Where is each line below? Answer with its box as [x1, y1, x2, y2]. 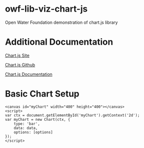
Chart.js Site [5, 52, 30, 58]
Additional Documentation [5, 36, 113, 48]
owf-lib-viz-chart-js [5, 3, 88, 15]
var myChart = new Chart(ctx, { [5, 117, 70, 122]
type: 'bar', [14, 121, 40, 126]
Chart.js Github [5, 62, 35, 67]
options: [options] [14, 130, 53, 134]
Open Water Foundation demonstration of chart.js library [5, 19, 118, 25]
